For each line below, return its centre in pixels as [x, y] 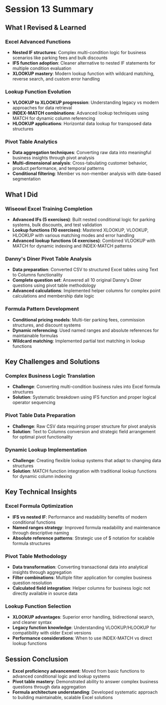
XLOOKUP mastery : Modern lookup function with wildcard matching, [83, 74]
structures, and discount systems [46, 325]
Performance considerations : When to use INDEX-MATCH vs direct [82, 638]
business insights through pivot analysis [53, 158]
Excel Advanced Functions [38, 42]
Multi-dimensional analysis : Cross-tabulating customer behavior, [80, 163]
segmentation [26, 179]
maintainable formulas [35, 335]
